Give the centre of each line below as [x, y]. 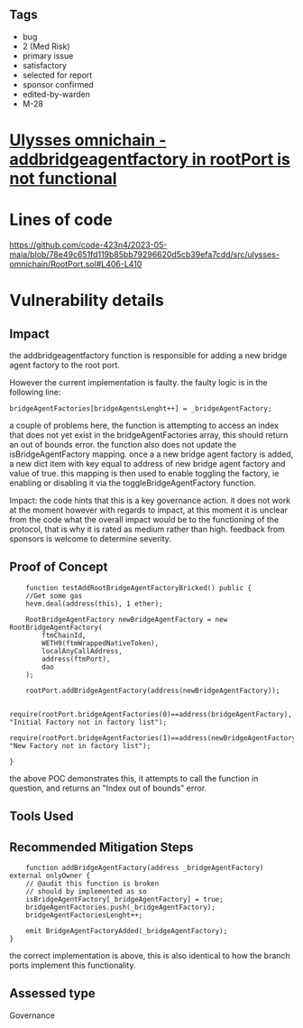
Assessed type [53, 993]
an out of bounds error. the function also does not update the [123, 444]
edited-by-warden [56, 94]
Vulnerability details [87, 301]
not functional [63, 179]
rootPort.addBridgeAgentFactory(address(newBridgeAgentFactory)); [153, 690]
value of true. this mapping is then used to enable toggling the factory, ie [144, 473]
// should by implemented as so [86, 891]
